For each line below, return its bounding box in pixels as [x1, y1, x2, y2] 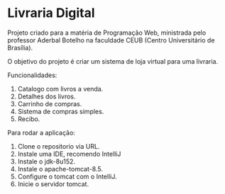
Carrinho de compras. [17, 99, 82, 108]
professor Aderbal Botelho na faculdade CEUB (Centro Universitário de [7, 35, 215, 44]
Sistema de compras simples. [17, 107, 104, 115]
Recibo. [17, 115, 40, 123]
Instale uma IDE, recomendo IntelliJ [17, 149, 121, 158]
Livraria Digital [7, 5, 95, 21]
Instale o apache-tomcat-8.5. [17, 164, 103, 173]
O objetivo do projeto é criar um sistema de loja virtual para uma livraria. [7, 57, 219, 65]
